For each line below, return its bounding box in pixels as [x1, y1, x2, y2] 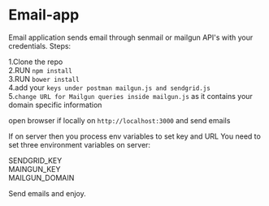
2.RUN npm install [8, 65, 73, 75]
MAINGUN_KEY [8, 164, 61, 174]
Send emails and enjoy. [8, 188, 87, 198]
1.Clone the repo [8, 57, 63, 67]
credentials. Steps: [8, 41, 72, 50]
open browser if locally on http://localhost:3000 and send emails [8, 115, 231, 125]
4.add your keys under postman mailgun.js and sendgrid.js [8, 83, 211, 92]
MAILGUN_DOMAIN [8, 173, 75, 182]
